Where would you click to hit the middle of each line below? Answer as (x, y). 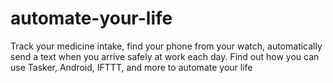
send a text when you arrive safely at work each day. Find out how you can (165, 56)
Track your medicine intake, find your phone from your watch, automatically (166, 46)
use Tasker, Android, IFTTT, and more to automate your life (131, 67)
